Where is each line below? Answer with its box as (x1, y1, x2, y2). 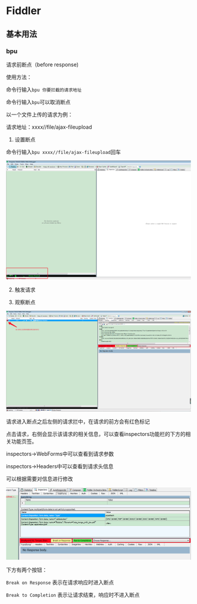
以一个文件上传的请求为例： (6, 110, 73, 118)
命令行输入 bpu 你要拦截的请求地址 (6, 86, 82, 93)
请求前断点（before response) (6, 61, 79, 68)
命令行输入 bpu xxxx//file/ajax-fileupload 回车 (6, 148, 121, 155)
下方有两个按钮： (6, 566, 47, 573)
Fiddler (6, 4, 41, 18)
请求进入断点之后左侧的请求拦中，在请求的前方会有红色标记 (6, 418, 150, 425)
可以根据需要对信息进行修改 (6, 475, 73, 482)
